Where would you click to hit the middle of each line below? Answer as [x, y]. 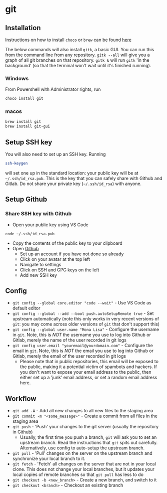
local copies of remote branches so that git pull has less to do [78, 474]
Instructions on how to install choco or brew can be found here [68, 40]
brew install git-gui [28, 126]
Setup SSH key [29, 142]
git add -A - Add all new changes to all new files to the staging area [83, 411]
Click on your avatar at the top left [55, 259]
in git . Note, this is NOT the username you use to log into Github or [81, 335]
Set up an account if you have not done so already [72, 254]
